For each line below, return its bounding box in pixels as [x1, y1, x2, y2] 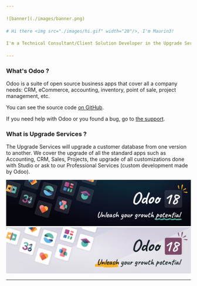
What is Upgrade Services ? [6, 130, 87, 138]
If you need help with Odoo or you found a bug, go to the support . [6, 115, 165, 123]
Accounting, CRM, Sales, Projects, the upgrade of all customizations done [6, 156, 185, 163]
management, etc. [6, 93, 50, 100]
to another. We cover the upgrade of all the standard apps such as [6, 150, 166, 157]
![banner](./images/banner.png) [6, 15, 85, 22]
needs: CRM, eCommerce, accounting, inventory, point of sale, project [6, 86, 176, 93]
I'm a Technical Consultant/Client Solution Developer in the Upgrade [6, 41, 182, 46]
